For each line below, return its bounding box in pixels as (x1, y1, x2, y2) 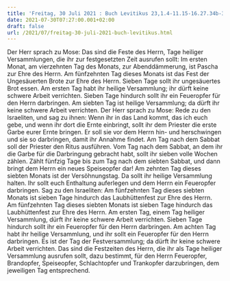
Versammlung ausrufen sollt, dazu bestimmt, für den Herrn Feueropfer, (7, 252, 207, 260)
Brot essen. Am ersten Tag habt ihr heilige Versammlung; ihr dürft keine (7, 84, 209, 93)
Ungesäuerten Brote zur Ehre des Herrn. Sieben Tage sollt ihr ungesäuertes (7, 77, 221, 86)
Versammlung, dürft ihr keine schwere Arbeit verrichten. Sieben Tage (7, 215, 203, 223)
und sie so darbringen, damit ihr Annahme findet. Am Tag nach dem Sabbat (7, 135, 220, 144)
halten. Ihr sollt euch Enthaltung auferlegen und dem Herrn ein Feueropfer (7, 179, 216, 187)
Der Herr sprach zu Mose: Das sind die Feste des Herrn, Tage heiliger (7, 48, 204, 56)
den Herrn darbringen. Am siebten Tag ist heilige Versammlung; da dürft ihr (7, 99, 220, 107)
